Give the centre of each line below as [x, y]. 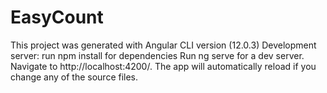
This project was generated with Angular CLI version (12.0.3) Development [163, 45]
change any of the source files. [74, 77]
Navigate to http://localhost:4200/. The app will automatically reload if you [163, 66]
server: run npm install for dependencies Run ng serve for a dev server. [157, 55]
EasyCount [57, 17]
